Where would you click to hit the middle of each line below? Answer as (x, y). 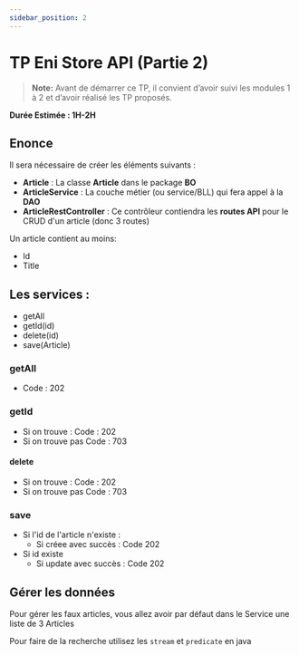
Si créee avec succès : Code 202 (98, 544)
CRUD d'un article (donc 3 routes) (86, 221)
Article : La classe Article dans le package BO (109, 183)
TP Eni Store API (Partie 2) (109, 62)
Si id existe (43, 554)
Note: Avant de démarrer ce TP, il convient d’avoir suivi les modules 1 (161, 88)
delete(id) (40, 335)
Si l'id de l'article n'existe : (71, 535)
